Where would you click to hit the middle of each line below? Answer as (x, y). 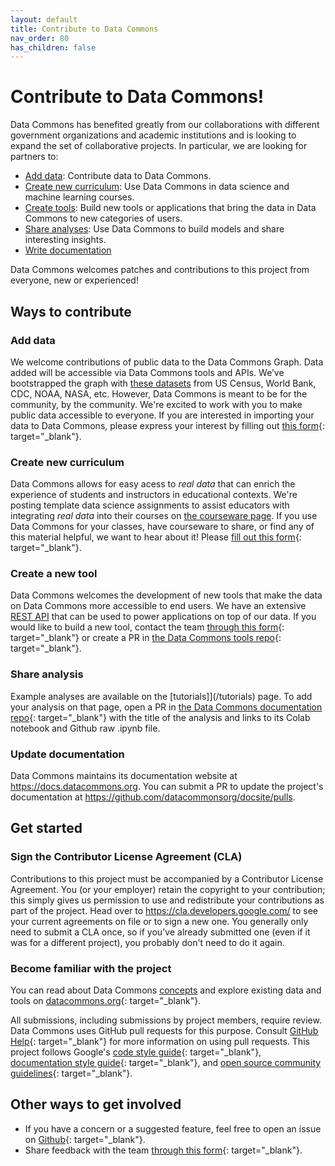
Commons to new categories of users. (103, 218)
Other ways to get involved (96, 1104)
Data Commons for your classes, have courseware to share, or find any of (162, 527)
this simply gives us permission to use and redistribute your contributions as (167, 900)
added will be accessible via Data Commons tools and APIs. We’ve (147, 372)
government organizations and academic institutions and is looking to (153, 135)
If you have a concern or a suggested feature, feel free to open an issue (173, 1128)
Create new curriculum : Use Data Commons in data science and (157, 187)
